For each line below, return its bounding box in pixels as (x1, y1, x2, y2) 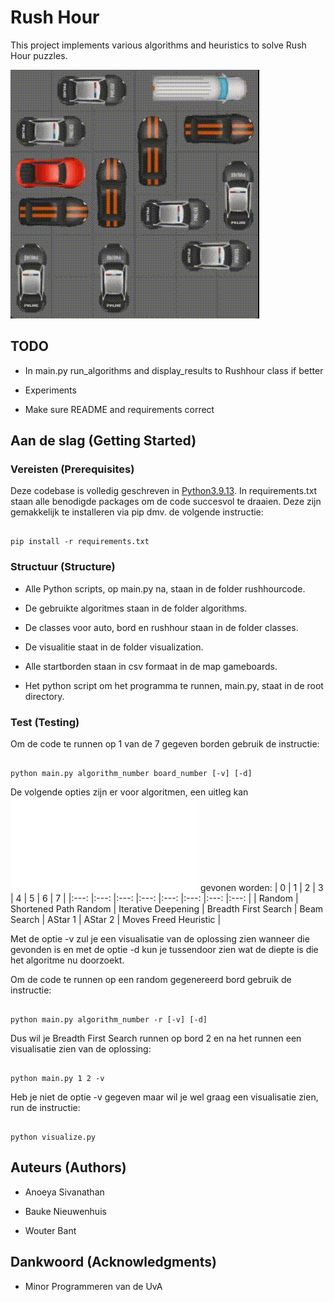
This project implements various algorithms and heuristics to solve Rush (10, 39, 307, 51)
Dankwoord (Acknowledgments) (10, 1254, 218, 1271)
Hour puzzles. (10, 49, 68, 61)
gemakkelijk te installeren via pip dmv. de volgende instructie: (10, 506, 264, 518)
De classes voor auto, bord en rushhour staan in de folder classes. (24, 621, 299, 633)
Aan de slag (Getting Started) (10, 432, 197, 450)
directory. (24, 690, 65, 702)
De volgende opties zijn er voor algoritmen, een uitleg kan (10, 786, 249, 798)
